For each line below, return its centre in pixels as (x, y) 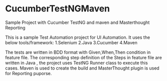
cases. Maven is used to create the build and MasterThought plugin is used (82, 68)
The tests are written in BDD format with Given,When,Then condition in (78, 52)
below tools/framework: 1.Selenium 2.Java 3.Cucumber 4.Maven (72, 42)
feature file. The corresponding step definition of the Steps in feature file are (83, 57)
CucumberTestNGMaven (58, 9)
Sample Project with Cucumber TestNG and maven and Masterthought (78, 22)
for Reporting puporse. (29, 73)
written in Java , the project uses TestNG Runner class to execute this (77, 63)
